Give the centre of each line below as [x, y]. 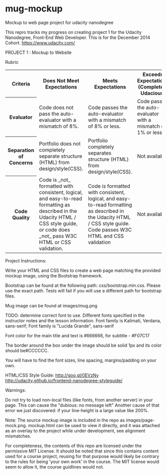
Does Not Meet [61, 80]
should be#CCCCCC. [27, 350]
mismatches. [18, 436]
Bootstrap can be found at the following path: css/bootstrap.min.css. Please [83, 285]
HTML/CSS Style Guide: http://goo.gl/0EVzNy [52, 375]
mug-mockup [34, 9]
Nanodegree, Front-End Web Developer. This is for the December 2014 [78, 37]
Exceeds [153, 74]
